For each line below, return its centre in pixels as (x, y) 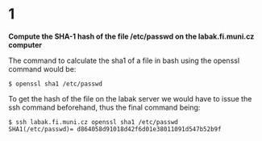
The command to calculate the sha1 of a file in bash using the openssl (124, 60)
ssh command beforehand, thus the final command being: (104, 107)
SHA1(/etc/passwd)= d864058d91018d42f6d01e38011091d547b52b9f (115, 129)
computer (25, 44)
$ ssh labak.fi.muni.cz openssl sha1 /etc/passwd (94, 122)
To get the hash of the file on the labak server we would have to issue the (130, 98)
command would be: (42, 68)
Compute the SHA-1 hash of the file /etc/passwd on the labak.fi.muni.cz (131, 36)
